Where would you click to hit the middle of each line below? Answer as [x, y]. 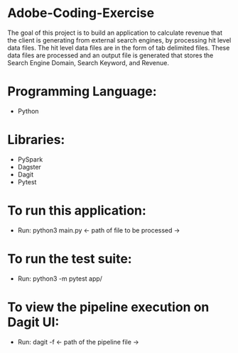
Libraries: [36, 140]
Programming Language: [82, 92]
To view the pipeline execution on [108, 307]
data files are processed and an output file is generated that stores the [110, 55]
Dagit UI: [33, 322]
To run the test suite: [70, 258]
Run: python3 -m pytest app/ [60, 279]
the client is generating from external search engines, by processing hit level [119, 40]
